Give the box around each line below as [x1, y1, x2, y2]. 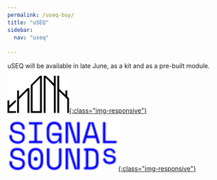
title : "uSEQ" [7, 18, 50, 26]
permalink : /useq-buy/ [7, 11, 74, 18]
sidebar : [7, 26, 33, 33]
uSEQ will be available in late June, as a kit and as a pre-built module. [7, 62, 211, 70]
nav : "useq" [13, 34, 50, 41]
